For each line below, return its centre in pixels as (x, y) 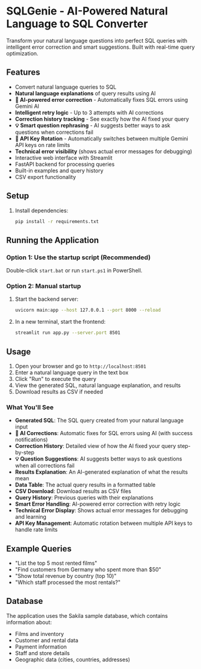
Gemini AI (27, 106)
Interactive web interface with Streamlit (63, 157)
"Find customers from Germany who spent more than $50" (88, 570)
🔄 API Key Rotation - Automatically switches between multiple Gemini (101, 138)
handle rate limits (36, 530)
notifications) (31, 440)
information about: (29, 622)
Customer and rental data (47, 640)
